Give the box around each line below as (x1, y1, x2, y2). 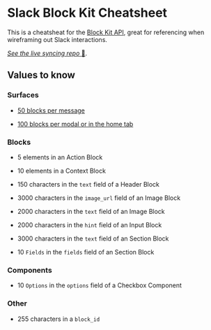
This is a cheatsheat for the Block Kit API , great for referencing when (7, 28, 205, 36)
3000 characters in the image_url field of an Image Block (17, 194, 181, 202)
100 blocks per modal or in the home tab (17, 120, 134, 128)
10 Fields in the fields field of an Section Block (17, 247, 155, 256)
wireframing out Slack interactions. (7, 35, 108, 43)
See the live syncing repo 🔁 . (7, 49, 88, 57)
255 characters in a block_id (17, 315, 100, 323)
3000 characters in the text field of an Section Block (17, 234, 169, 243)
